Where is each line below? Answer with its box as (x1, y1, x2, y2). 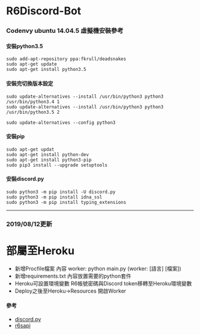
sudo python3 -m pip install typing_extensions (6, 199, 127, 205)
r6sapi (14, 322, 31, 329)
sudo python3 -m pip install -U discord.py (6, 189, 116, 195)
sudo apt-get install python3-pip (6, 157, 92, 163)
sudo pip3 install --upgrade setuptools (6, 162, 108, 168)
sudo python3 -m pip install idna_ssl (6, 194, 102, 200)
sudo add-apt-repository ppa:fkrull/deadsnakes (6, 56, 127, 62)
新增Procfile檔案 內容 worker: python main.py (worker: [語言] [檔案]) (14, 265, 182, 272)
